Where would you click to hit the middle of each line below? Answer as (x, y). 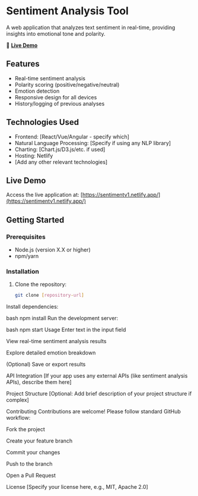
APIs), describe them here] (39, 382)
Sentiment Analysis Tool (68, 11)
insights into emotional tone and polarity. (56, 33)
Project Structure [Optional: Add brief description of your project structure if (99, 394)
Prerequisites (26, 237)
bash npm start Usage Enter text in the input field (66, 330)
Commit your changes (33, 453)
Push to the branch (29, 464)
